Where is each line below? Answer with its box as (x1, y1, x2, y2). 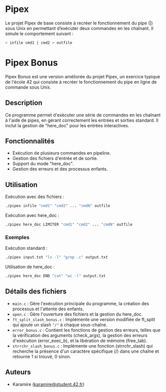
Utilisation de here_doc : (5, 264, 55, 270)
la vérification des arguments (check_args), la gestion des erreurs (12, 332, 148, 338)
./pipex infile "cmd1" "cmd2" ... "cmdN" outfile (5, 203, 111, 208)
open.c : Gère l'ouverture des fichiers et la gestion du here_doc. (12, 311, 143, 317)
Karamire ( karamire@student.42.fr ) (12, 381, 85, 387)
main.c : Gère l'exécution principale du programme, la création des (12, 300, 150, 306)
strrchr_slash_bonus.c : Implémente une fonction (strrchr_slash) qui (12, 343, 153, 349)
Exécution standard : (5, 245, 47, 251)
